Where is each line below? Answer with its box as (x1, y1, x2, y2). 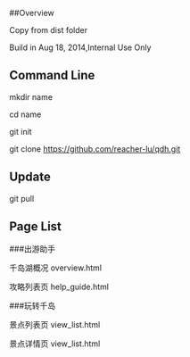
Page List (9, 219, 62, 235)
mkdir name (9, 91, 54, 102)
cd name (9, 109, 42, 120)
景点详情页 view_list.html (9, 338, 101, 349)
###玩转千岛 (9, 301, 56, 311)
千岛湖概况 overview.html (9, 262, 103, 273)
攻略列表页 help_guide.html (9, 281, 110, 293)
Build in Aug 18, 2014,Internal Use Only (9, 42, 152, 53)
